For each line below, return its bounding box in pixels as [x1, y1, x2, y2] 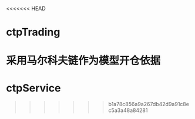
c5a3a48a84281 [108, 107, 148, 114]
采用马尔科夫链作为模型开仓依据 [6, 54, 161, 67]
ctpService [6, 81, 61, 94]
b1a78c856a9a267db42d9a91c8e [108, 101, 190, 108]
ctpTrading [6, 26, 60, 39]
